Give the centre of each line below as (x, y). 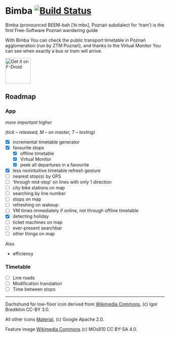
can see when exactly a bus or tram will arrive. (54, 51)
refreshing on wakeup (35, 205)
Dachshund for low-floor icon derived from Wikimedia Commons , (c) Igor (81, 304)
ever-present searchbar (37, 228)
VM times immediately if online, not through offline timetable (75, 211)
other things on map (34, 233)
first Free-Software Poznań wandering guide (52, 30)
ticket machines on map (37, 222)
